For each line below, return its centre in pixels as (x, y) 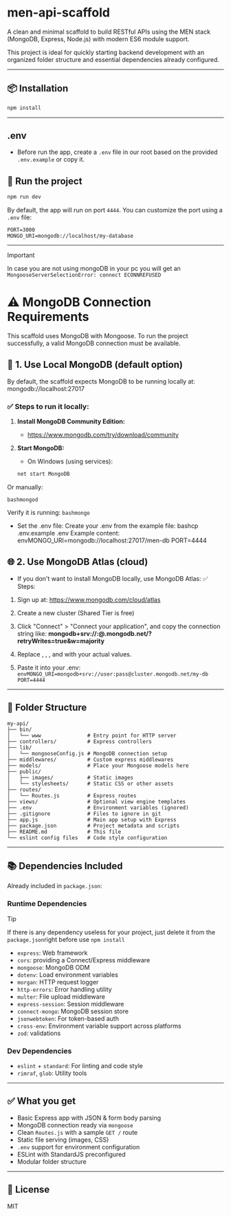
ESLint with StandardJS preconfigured (71, 1154)
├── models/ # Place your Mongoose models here (98, 765)
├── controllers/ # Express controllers (80, 741)
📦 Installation (38, 88)
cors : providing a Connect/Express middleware (84, 960)
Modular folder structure (52, 1161)
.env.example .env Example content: (68, 533)
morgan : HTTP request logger (58, 982)
